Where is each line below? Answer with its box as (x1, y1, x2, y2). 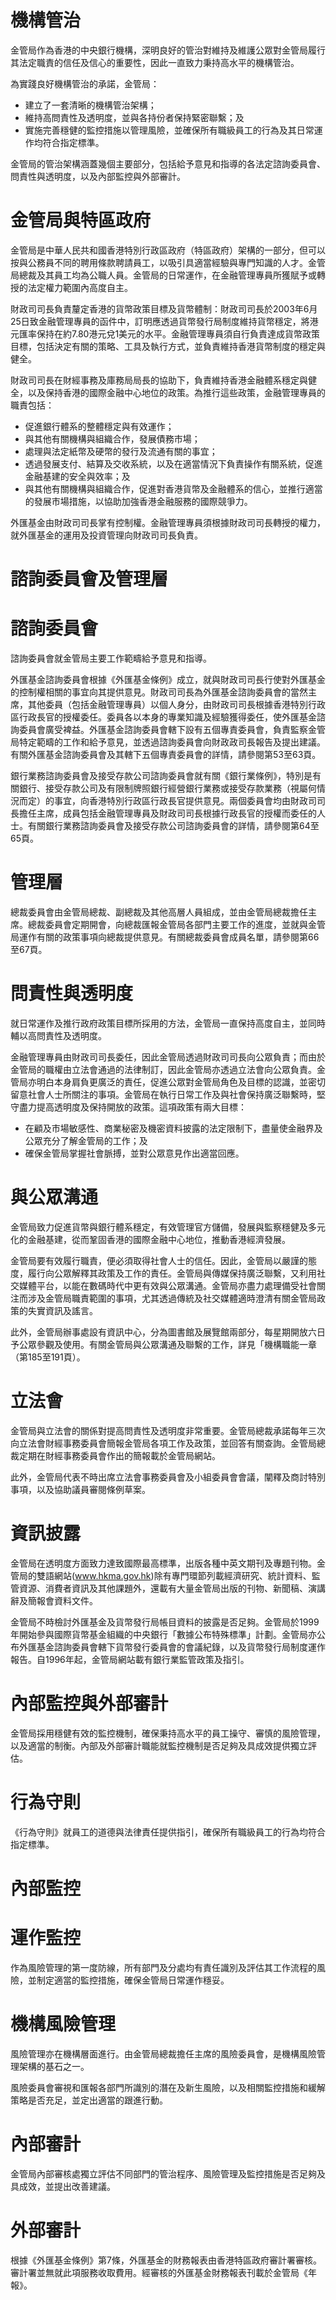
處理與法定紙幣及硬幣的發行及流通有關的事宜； (24, 445, 218, 457)
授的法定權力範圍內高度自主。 (10, 281, 133, 293)
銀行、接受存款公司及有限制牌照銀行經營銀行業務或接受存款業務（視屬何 (18, 782, 317, 794)
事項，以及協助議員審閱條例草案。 (10, 1483, 151, 1495)
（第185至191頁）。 (10, 1351, 86, 1363)
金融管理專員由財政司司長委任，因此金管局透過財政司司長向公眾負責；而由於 (10, 1051, 326, 1063)
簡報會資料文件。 (27, 1594, 98, 1606)
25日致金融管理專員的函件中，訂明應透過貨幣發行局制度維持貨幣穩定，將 (10, 315, 310, 327)
